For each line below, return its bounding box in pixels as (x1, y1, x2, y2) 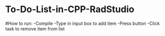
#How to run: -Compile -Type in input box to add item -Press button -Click (5, 20, 160, 26)
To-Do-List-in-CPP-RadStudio (5, 4, 135, 15)
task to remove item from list (5, 25, 65, 31)
